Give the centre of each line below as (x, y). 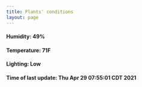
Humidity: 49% (25, 37)
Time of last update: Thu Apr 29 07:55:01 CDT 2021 (71, 77)
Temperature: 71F (28, 50)
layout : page (22, 17)
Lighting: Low (23, 64)
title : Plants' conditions (40, 12)
